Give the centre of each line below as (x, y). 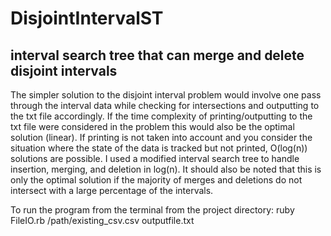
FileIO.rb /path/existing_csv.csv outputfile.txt (102, 220)
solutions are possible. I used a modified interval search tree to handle (155, 158)
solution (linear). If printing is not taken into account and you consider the (161, 137)
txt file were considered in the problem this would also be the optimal (152, 126)
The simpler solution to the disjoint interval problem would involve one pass (166, 95)
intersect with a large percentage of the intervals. (112, 190)
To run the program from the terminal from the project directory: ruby (152, 210)
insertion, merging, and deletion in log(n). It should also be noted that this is (166, 169)
